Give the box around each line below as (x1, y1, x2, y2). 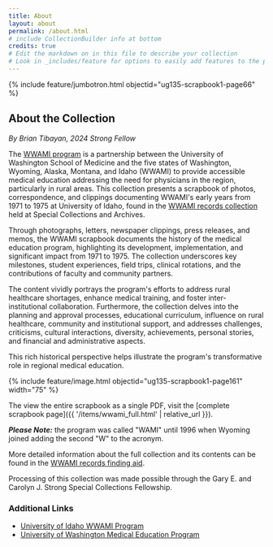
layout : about (8, 20, 57, 28)
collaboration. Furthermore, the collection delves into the (48, 302, 239, 311)
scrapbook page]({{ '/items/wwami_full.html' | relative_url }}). (8, 409, 214, 419)
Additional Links (8, 502, 74, 514)
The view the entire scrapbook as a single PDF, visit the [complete (8, 400, 230, 410)
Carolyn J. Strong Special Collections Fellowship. (8, 482, 173, 492)
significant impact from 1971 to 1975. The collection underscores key (8, 251, 237, 261)
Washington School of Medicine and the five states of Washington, (8, 158, 232, 167)
